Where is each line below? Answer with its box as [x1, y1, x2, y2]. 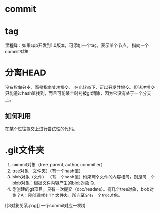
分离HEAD [5, 67, 47, 78]
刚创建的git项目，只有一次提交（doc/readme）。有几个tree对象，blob [12, 186, 150, 192]
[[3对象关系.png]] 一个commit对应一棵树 [5, 202, 86, 208]
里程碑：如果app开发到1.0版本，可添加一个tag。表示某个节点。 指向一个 [5, 42, 149, 48]
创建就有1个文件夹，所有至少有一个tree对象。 [32, 192, 123, 198]
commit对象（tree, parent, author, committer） [12, 161, 105, 167]
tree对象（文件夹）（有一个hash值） [12, 168, 83, 174]
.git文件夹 [5, 145, 45, 156]
